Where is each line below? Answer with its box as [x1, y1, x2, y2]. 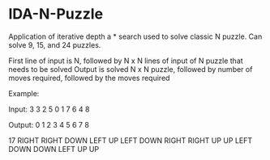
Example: [8, 88, 40, 98]
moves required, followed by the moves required [8, 73, 170, 82]
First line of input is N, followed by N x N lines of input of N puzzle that [8, 56, 243, 65]
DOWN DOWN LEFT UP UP [8, 144, 100, 154]
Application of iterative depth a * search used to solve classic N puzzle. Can [8, 32, 263, 41]
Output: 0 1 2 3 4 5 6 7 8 [8, 120, 89, 129]
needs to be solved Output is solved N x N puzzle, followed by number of [8, 64, 253, 74]
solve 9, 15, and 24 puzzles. [8, 40, 101, 49]
